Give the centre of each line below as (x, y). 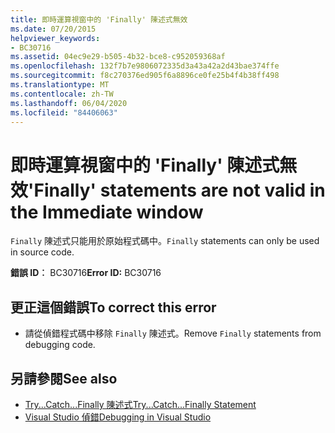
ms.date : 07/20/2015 (53, 29)
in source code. (42, 252)
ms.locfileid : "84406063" (64, 112)
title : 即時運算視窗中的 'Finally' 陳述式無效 (99, 19)
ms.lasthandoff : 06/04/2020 (69, 103)
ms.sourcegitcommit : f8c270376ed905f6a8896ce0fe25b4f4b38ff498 (145, 76)
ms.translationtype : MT (60, 85)
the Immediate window (107, 212)
